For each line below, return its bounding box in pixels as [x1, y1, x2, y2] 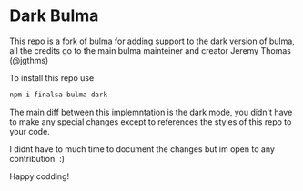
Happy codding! [9, 170, 70, 182]
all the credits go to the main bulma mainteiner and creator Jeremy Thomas [9, 45, 291, 55]
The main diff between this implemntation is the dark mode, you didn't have [9, 106, 293, 117]
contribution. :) [9, 153, 66, 164]
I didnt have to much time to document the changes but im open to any [9, 143, 276, 155]
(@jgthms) [9, 55, 49, 65]
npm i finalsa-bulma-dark [9, 90, 107, 99]
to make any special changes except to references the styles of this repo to [9, 116, 292, 127]
